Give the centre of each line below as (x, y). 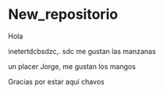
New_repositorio (63, 14)
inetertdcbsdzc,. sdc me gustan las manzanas (82, 51)
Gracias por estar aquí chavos (56, 81)
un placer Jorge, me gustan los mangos (72, 66)
